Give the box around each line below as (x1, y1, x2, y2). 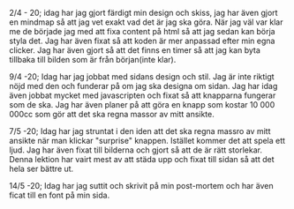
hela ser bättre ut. (9, 163, 74, 174)
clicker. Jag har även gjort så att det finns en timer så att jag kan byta (9, 45, 260, 56)
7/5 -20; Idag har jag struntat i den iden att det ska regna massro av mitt (9, 126, 271, 136)
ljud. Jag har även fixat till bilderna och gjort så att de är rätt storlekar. (9, 145, 263, 155)
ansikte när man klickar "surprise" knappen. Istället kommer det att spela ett (9, 136, 285, 146)
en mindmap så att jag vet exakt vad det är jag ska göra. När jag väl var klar (9, 17, 283, 27)
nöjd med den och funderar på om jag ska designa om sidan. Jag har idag (9, 81, 278, 91)
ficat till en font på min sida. (9, 190, 110, 200)
